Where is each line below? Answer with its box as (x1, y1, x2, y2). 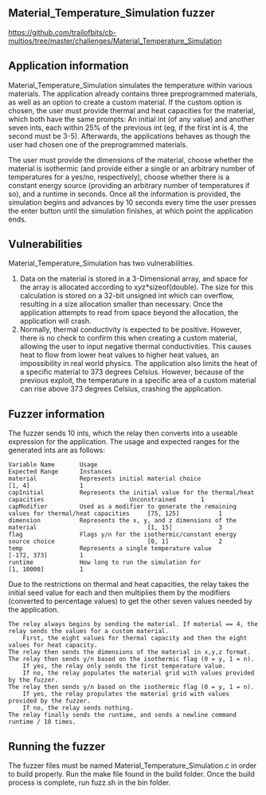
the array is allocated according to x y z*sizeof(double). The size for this (19, 282, 253, 292)
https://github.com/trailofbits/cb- (8, 27, 117, 37)
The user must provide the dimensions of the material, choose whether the (8, 155, 253, 164)
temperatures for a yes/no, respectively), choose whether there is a (8, 171, 229, 182)
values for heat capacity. (8, 641, 98, 649)
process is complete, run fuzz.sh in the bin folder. (8, 777, 171, 788)
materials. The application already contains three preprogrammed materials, (8, 89, 258, 98)
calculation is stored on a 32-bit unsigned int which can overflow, (19, 291, 235, 301)
